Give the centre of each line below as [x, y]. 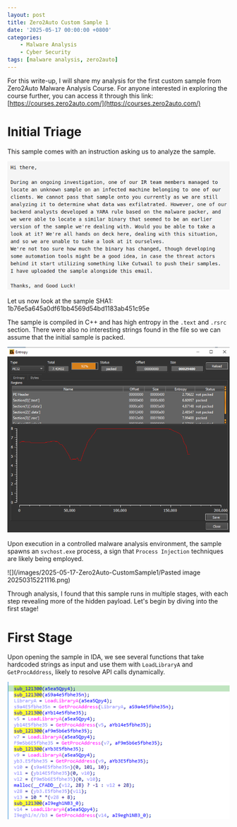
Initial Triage [45, 132]
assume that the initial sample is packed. [66, 337]
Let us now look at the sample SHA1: [60, 301]
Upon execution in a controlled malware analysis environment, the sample [115, 544]
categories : [25, 37]
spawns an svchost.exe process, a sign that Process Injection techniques [115, 551]
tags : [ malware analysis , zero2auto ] [63, 60]
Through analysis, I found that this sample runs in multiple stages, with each [118, 594]
